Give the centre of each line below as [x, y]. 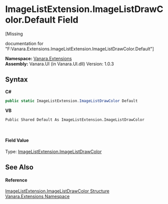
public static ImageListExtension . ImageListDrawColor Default [71, 101]
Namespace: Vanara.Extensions [39, 58]
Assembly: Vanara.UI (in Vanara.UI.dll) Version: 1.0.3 [60, 64]
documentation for [24, 43]
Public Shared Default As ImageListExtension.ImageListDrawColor [75, 120]
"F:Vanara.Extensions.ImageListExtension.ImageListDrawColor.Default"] [80, 49]
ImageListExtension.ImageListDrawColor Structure [57, 191]
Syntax [17, 79]
